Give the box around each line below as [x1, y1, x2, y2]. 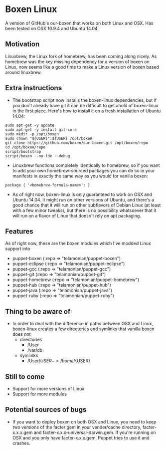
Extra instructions [5, 84, 62, 92]
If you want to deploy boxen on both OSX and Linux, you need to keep [12, 418, 157, 424]
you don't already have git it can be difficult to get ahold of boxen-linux [12, 102, 159, 108]
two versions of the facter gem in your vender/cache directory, [12, 424, 142, 430]
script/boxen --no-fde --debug [5, 153, 70, 158]
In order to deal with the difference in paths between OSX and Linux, [12, 321, 154, 327]
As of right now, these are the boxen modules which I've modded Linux [5, 241, 151, 247]
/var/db [27, 347, 43, 353]
